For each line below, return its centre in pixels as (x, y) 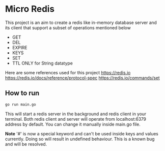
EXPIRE (20, 47)
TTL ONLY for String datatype (42, 63)
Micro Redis (30, 9)
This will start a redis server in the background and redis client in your (76, 114)
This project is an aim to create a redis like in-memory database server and (81, 22)
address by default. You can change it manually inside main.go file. (73, 124)
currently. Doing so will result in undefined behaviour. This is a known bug (80, 139)
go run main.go (21, 104)
